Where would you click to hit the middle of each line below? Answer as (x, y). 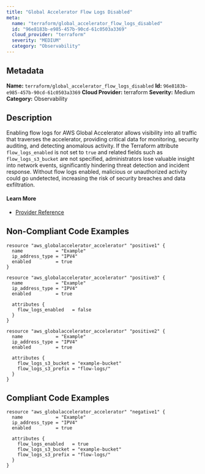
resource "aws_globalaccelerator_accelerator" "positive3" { (86, 278)
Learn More (21, 199)
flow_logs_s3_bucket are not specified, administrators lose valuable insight (100, 158)
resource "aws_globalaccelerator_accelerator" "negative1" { (86, 412)
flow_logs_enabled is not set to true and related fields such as (85, 152)
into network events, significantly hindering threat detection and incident (98, 165)
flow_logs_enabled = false (54, 309)
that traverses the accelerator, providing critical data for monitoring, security (102, 139)
